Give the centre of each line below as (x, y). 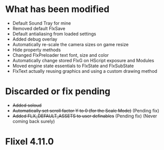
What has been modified (57, 9)
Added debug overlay (35, 39)
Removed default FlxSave (39, 28)
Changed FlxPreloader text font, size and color (61, 55)
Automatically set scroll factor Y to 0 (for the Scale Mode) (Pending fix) (86, 110)
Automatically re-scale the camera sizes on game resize (70, 44)
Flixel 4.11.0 (30, 142)
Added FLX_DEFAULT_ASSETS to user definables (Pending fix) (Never (85, 116)
